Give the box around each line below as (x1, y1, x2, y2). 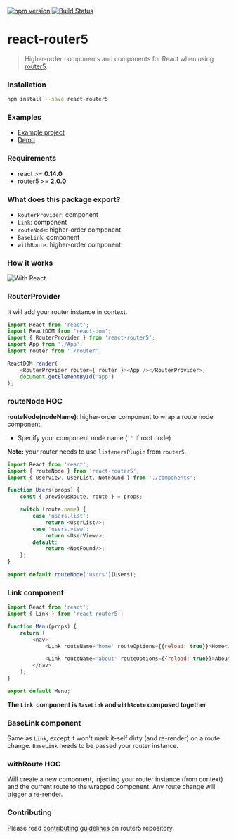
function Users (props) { (7, 487, 80, 494)
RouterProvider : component (17, 211, 98, 218)
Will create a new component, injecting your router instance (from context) (7, 775, 223, 783)
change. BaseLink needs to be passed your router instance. (7, 742, 179, 750)
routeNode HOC (7, 397, 63, 406)
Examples (7, 113, 42, 123)
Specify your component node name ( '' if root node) (17, 433, 171, 442)
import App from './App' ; (7, 341, 83, 348)
